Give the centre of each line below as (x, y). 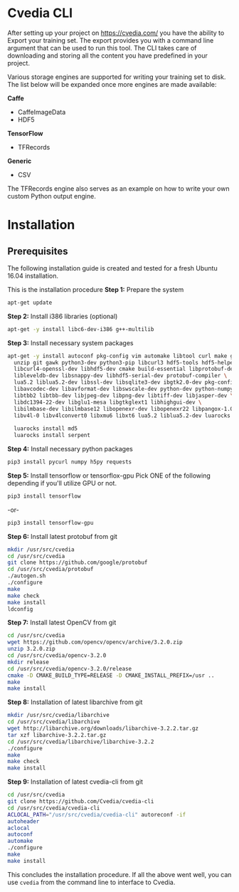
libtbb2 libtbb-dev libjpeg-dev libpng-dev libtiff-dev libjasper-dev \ (124, 395)
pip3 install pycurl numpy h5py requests (70, 462)
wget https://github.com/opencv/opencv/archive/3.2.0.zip (95, 642)
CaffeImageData (42, 112)
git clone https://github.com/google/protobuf (78, 563)
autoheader (23, 821)
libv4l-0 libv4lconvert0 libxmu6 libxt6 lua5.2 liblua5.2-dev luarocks (122, 415)
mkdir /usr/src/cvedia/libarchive (59, 715)
